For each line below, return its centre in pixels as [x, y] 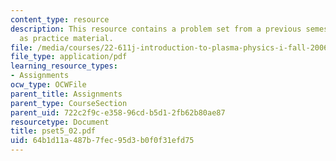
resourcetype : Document [60, 122]
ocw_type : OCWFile [48, 85]
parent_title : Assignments [66, 94]
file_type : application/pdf [69, 57]
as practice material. [66, 38]
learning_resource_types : [64, 66]
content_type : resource [60, 19]
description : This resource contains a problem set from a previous [156, 29]
